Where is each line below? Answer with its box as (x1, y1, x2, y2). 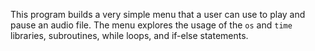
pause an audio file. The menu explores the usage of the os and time (10, 19, 293, 31)
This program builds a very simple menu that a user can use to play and (10, 9, 306, 20)
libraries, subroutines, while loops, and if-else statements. (10, 30, 249, 41)
